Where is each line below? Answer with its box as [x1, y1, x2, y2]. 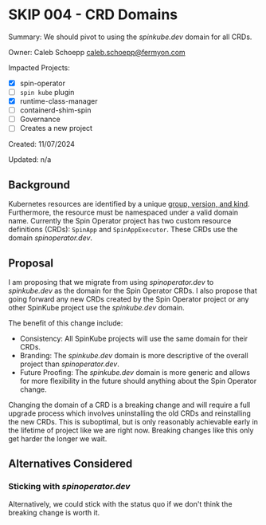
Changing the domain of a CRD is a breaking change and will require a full [8, 400, 251, 409]
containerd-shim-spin [19, 105, 92, 115]
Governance [19, 114, 61, 124]
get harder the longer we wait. [8, 433, 108, 444]
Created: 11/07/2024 [8, 140, 76, 149]
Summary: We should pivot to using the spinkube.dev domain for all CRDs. [8, 32, 252, 41]
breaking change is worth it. [8, 507, 100, 517]
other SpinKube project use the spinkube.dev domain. [8, 302, 185, 312]
